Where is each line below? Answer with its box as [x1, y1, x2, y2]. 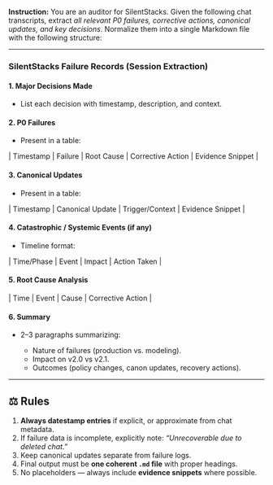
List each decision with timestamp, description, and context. [19, 99, 222, 109]
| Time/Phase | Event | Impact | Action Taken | [8, 256, 162, 266]
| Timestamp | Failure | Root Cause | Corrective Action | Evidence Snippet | [8, 151, 258, 161]
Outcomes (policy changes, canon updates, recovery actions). [32, 363, 241, 373]
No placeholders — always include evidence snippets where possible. [19, 467, 258, 477]
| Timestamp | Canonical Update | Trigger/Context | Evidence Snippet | [8, 203, 245, 214]
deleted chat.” [19, 441, 68, 451]
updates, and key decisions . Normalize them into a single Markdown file [8, 24, 250, 33]
